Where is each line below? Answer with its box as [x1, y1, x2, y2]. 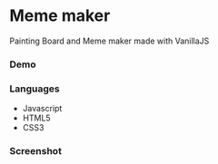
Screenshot [9, 145, 62, 158]
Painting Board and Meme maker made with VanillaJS [9, 35, 210, 46]
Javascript [22, 103, 63, 114]
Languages [9, 82, 61, 95]
